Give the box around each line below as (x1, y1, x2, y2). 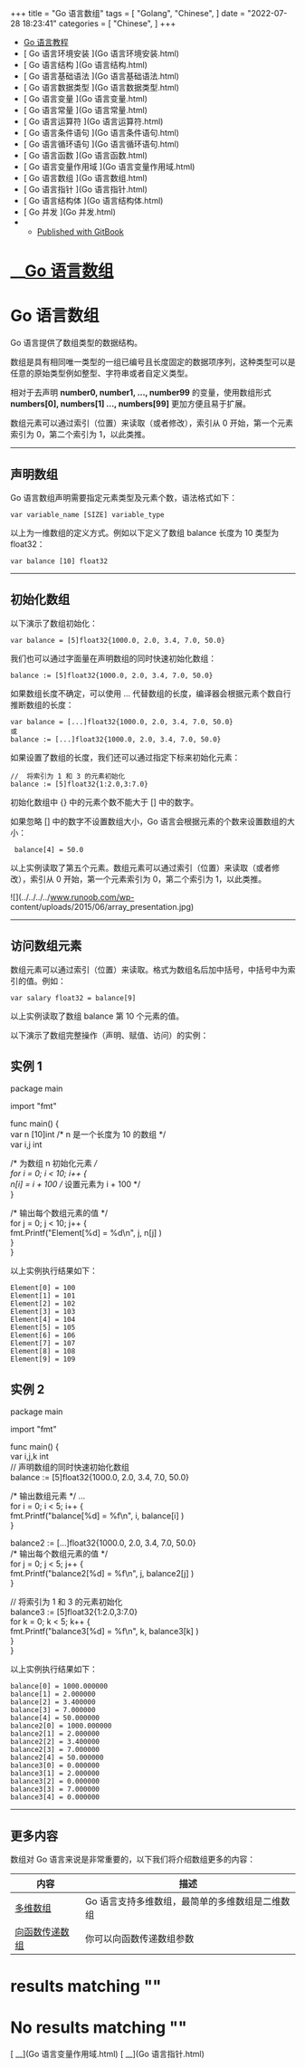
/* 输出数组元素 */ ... (10, 1490, 86, 1501)
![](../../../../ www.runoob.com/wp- (10, 891, 135, 903)
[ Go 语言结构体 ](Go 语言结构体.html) (23, 196, 164, 206)
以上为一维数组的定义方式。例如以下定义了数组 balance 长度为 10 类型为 (10, 527, 280, 538)
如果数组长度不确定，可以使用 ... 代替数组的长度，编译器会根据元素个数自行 (10, 687, 291, 699)
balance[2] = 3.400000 (10, 1698, 96, 1707)
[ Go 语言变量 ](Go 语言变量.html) (23, 93, 148, 104)
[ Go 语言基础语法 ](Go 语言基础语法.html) (23, 71, 180, 81)
